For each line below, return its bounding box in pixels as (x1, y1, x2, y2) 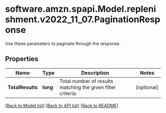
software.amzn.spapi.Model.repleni (5, 3, 157, 15)
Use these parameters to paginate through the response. (5, 40, 121, 46)
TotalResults (7, 84, 38, 90)
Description (81, 69, 110, 76)
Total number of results (59, 78, 114, 85)
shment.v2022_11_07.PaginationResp (5, 14, 161, 25)
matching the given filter (59, 84, 116, 90)
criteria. (59, 90, 78, 97)
